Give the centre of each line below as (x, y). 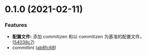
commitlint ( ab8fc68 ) (34, 48)
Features (16, 25)
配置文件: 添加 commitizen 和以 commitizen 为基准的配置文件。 (78, 37)
